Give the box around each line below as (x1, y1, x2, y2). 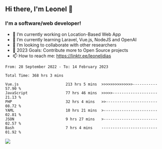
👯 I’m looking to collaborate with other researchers (12, 42, 116, 48)
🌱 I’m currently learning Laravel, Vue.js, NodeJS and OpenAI (12, 36, 136, 42)
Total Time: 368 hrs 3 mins (5, 73, 64, 78)
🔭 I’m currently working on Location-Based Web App (12, 31, 121, 37)
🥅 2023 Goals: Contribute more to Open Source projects (12, 47, 128, 53)
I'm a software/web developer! (5, 20, 81, 27)
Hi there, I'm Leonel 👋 (5, 5, 73, 13)
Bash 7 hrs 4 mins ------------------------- (5, 125, 157, 130)
